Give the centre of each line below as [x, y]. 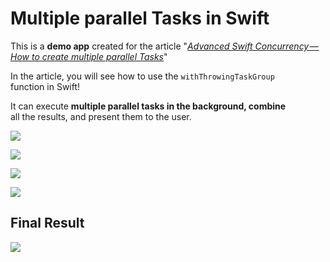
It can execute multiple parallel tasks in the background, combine [148, 106]
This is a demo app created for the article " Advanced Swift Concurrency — [164, 46]
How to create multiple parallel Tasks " [89, 56]
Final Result [47, 223]
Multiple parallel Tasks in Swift [140, 18]
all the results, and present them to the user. [101, 116]
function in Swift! [45, 86]
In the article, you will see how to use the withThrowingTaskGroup [142, 76]
